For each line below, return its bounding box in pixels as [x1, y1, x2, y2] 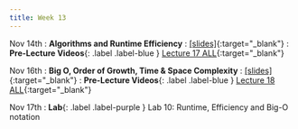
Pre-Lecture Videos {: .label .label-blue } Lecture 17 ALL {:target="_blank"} [9, 47, 284, 59]
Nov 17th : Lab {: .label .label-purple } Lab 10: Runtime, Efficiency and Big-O [9, 101, 289, 113]
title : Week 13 [9, 13, 67, 23]
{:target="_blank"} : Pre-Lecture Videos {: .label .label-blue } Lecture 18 [9, 74, 275, 86]
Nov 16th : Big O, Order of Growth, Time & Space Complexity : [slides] [9, 65, 273, 76]
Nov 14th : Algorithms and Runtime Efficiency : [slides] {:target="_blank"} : [9, 38, 289, 49]
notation [9, 111, 41, 122]
